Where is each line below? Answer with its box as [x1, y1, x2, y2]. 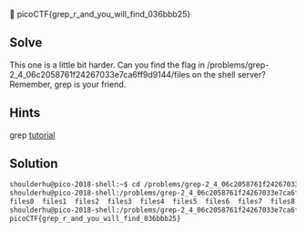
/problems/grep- [206, 59, 270, 70]
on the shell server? [191, 69, 266, 79]
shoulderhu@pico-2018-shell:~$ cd [9, 180, 141, 189]
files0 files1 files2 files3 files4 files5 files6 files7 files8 [9, 197, 296, 206]
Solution [9, 156, 58, 172]
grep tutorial [9, 129, 56, 141]
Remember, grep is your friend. [9, 79, 127, 90]
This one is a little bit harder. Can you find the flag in [9, 59, 205, 70]
